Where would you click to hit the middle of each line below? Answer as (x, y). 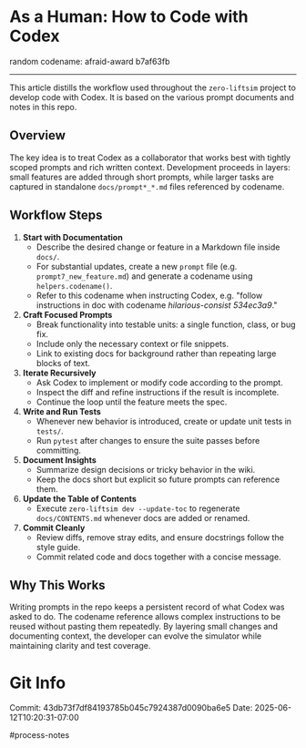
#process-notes (40, 735)
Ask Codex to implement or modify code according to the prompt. (160, 382)
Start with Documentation (72, 237)
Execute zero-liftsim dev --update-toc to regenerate (138, 508)
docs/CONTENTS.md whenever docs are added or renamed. (143, 517)
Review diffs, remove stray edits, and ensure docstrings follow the (160, 537)
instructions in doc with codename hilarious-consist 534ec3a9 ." (157, 305)
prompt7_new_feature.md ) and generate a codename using (144, 276)
